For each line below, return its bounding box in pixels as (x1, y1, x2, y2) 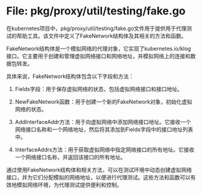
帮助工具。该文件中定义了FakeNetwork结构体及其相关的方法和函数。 (16, 32, 187, 40)
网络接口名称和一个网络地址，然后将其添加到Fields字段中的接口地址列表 (14, 126, 194, 133)
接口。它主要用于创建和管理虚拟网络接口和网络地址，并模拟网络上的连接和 (6, 52, 191, 59)
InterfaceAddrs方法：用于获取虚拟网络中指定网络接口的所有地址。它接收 (14, 145, 194, 153)
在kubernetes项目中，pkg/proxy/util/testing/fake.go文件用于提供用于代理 (6, 25, 187, 32)
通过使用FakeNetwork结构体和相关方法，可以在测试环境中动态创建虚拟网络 (6, 166, 192, 173)
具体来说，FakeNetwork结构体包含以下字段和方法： (6, 72, 134, 80)
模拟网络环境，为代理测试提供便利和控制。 (16, 181, 122, 188)
